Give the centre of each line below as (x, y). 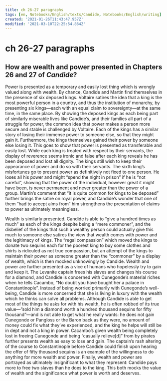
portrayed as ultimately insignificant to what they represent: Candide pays (81, 362)
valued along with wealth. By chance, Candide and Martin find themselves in (84, 92)
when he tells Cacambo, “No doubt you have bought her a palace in (75, 283)
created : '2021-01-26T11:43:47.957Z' (44, 19)
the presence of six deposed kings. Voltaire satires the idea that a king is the (83, 98)
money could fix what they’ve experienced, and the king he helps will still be (83, 325)
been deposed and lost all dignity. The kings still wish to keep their (74, 161)
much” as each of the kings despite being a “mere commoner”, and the (78, 224)
